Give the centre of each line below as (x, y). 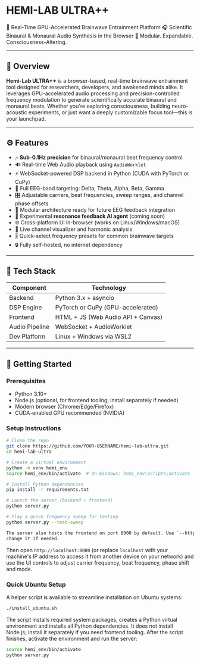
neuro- (180, 106)
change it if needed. (33, 538)
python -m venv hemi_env (37, 468)
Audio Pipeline (29, 327)
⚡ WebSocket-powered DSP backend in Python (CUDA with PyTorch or (102, 173)
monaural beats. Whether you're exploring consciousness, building (88, 106)
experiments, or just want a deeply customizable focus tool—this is (110, 112)
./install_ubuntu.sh (32, 608)
